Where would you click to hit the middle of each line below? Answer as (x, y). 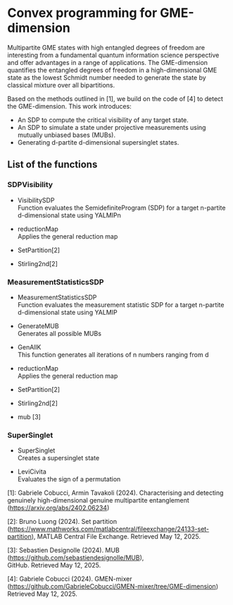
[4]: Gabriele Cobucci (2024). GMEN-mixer (70, 579)
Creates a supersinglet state (58, 458)
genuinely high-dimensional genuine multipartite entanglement (99, 501)
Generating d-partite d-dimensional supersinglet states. (98, 142)
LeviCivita (32, 472)
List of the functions (52, 165)
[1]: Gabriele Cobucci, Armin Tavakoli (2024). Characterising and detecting (115, 493)
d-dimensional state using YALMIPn (69, 215)
